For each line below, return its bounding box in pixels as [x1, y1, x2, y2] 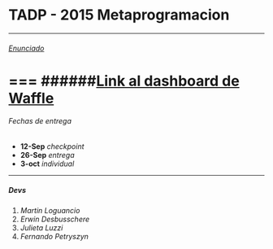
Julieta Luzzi [19, 222, 63, 233]
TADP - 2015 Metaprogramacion [8, 6, 230, 24]
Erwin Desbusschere [19, 214, 90, 224]
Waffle [8, 89, 54, 107]
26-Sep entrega [19, 150, 75, 159]
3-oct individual [19, 159, 75, 168]
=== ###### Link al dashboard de [8, 72, 240, 90]
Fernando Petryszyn [19, 231, 89, 241]
